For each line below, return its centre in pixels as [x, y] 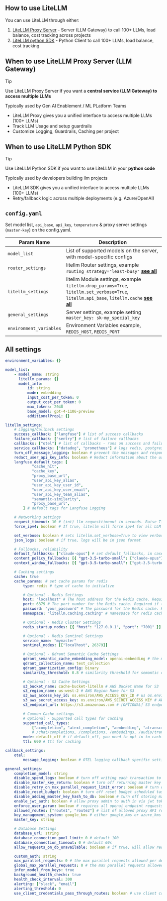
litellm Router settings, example [102, 265]
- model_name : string [36, 374]
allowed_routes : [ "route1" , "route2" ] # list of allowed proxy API [85, 810]
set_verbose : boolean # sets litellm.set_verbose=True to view [81, 535]
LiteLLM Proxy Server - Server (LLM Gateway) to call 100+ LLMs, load [84, 30]
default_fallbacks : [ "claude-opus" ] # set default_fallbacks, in [83, 554]
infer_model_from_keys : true [44, 870]
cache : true [26, 576]
